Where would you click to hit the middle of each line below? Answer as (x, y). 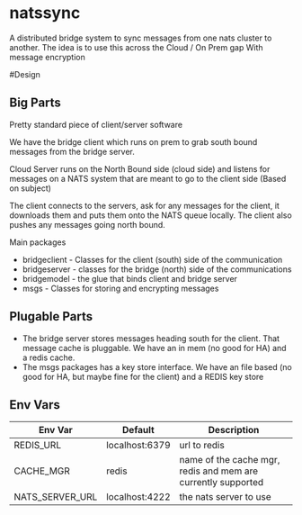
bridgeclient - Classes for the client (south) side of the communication (152, 259)
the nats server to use (225, 497)
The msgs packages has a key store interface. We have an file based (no (157, 366)
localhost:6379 (138, 446)
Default (138, 430)
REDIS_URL (37, 446)
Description (234, 430)
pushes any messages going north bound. (88, 224)
